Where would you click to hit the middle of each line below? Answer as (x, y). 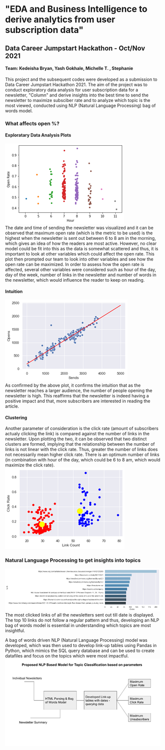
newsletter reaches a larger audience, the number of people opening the (79, 391)
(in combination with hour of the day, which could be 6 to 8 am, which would (83, 460)
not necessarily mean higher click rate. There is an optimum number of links (82, 455)
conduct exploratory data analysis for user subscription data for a (72, 90)
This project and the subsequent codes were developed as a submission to (81, 79)
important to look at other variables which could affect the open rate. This (80, 254)
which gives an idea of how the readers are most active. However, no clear (81, 243)
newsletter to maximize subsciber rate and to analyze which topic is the (78, 100)
